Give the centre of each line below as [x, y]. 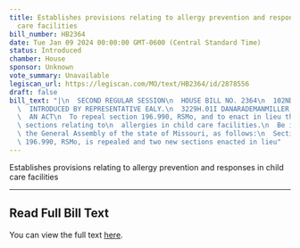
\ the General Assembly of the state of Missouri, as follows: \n [142, 134]
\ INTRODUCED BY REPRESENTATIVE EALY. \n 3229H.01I [117, 109]
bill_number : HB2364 [48, 34]
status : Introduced [46, 51]
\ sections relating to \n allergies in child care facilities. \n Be [151, 126]
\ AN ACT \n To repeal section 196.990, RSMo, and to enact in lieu [149, 117]
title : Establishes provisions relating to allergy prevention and [137, 17]
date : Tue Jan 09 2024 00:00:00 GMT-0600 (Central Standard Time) [135, 42]
